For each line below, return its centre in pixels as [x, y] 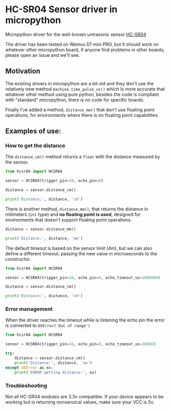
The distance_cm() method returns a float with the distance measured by [83, 157]
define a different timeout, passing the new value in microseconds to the [81, 253]
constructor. [18, 259]
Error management [29, 309]
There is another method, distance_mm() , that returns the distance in [77, 209]
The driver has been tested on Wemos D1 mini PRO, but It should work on [82, 44]
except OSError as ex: [29, 368]
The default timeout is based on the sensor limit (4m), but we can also [79, 248]
